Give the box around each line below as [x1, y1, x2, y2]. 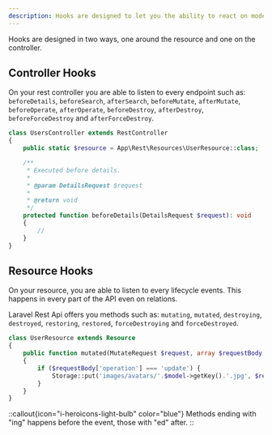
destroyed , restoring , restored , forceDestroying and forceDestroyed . [8, 318, 239, 328]
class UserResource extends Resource [8, 334, 136, 343]
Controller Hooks [8, 66, 96, 80]
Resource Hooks [8, 264, 94, 278]
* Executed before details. [26, 166, 121, 174]
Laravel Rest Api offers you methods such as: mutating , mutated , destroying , [8, 309, 262, 320]
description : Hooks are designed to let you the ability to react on [8, 11, 249, 20]
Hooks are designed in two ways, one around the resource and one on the [8, 34, 257, 44]
